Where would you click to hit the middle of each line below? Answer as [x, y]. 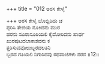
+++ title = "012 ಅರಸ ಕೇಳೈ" [37, 9]
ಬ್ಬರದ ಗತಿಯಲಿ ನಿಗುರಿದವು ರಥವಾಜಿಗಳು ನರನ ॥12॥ [53, 54]
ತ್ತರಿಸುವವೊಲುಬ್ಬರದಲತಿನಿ [28, 48]
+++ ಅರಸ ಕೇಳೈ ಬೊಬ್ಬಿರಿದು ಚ [34, 21]
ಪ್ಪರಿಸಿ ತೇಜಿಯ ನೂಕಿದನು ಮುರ [33, 27]
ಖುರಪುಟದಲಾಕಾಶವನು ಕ [28, 41]
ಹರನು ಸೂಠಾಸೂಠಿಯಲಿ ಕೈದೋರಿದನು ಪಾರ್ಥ [46, 34]
